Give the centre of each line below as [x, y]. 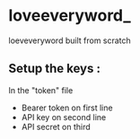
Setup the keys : [54, 69]
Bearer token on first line [67, 108]
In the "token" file [41, 90]
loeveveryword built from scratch [70, 40]
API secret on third [56, 126]
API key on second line [64, 117]
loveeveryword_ [70, 16]
